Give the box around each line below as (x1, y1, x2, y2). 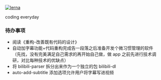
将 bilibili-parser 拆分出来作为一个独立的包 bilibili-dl (12, 63, 117, 69)
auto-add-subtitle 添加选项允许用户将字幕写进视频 (12, 70, 114, 76)
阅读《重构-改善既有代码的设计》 (12, 39, 80, 45)
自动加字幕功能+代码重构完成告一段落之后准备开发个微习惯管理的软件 (12, 45, 154, 51)
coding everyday (5, 14, 39, 20)
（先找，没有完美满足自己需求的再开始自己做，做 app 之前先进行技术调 (12, 51, 157, 57)
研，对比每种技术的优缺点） (12, 58, 69, 63)
